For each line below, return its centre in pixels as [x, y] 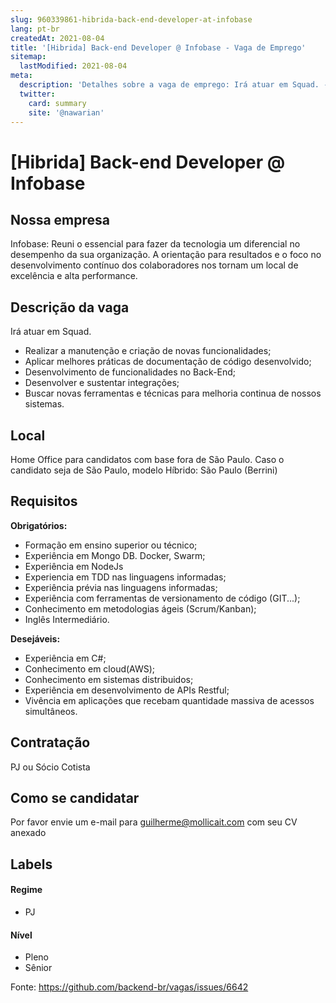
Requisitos [44, 501]
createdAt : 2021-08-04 [57, 38]
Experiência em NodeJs [74, 566]
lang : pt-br [35, 29]
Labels [31, 864]
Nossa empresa [60, 219]
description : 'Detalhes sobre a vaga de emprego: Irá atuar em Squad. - [174, 85]
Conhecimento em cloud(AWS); [90, 668]
